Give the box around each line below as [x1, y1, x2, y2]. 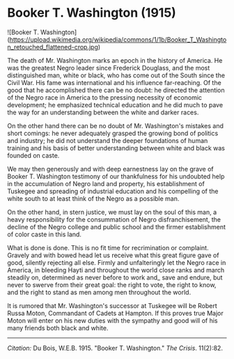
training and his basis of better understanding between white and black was [7, 144, 225, 152]
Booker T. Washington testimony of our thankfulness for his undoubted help [7, 172, 225, 181]
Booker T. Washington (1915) [7, 5, 176, 21]
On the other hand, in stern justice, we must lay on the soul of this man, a [7, 208, 217, 216]
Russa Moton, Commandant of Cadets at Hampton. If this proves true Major [7, 309, 224, 317]
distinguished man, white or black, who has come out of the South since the [7, 71, 225, 79]
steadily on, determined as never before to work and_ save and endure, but [7, 273, 223, 282]
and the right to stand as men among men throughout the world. [7, 288, 192, 296]
